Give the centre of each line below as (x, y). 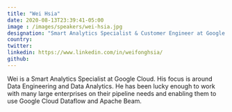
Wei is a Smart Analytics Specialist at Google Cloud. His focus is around (110, 79)
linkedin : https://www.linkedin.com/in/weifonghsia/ (85, 53)
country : (20, 40)
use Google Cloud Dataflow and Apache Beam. (75, 101)
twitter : (20, 46)
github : (18, 59)
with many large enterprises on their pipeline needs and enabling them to (112, 93)
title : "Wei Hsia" (34, 14)
